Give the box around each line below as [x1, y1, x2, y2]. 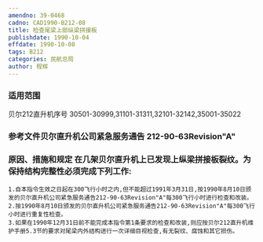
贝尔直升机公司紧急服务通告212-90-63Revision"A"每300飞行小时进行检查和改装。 [19, 194, 253, 202]
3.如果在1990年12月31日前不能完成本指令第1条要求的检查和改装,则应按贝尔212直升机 [8, 219, 248, 227]
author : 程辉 [8, 63, 49, 71]
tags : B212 [8, 48, 44, 56]
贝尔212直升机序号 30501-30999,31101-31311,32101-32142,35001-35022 [8, 109, 242, 119]
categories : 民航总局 [8, 56, 75, 64]
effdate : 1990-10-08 [8, 41, 76, 49]
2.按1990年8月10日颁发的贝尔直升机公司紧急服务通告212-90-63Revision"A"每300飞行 [8, 202, 255, 211]
